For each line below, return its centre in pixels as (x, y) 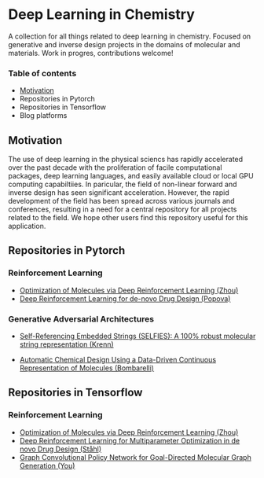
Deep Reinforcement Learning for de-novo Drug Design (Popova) (125, 298)
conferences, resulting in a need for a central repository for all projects (123, 209)
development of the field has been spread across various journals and (121, 201)
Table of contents (42, 73)
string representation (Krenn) (66, 344)
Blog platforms (43, 116)
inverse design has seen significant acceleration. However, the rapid (119, 193)
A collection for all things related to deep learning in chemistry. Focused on (130, 36)
